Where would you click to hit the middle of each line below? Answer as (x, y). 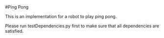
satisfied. (14, 31)
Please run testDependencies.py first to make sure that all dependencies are (82, 26)
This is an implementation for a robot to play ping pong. (61, 16)
